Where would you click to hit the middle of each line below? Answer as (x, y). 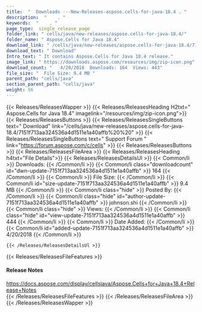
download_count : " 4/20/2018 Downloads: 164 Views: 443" (84, 67)
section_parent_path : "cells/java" (51, 85)
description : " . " (36, 17)
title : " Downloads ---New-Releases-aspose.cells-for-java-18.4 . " (96, 12)
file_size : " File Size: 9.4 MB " (51, 73)
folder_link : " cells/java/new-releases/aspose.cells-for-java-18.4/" (96, 34)
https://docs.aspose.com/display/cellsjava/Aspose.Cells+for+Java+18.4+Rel (100, 284)
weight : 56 (20, 90)
